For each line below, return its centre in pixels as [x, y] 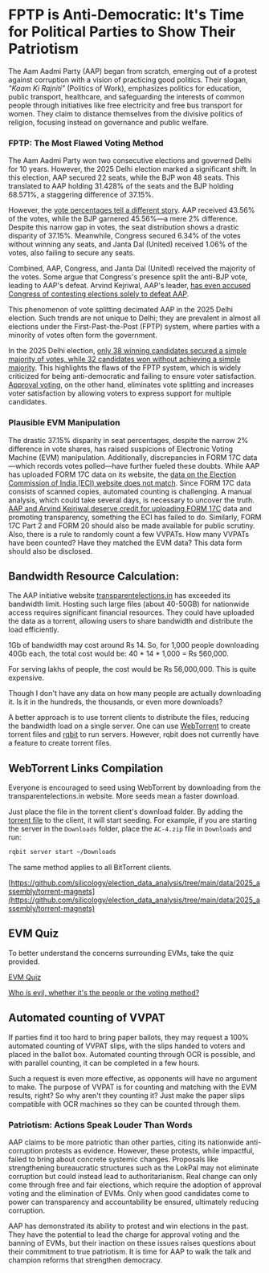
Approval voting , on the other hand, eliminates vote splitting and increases [131, 385]
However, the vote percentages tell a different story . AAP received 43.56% [132, 210]
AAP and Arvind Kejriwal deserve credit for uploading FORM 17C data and [130, 508]
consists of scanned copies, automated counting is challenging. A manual [130, 491]
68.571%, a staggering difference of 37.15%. [81, 195]
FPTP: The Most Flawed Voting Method [86, 143]
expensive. [26, 678]
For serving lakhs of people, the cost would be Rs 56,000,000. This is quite [132, 669]
